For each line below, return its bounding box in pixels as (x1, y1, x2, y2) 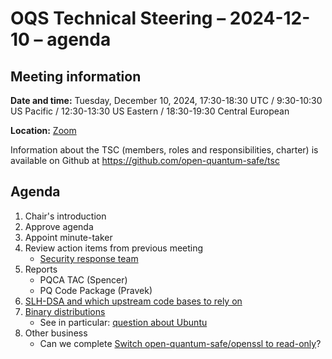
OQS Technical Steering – (10, 7, 227, 30)
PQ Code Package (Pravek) (39, 284, 153, 296)
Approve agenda (24, 220, 94, 232)
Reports (24, 263, 58, 275)
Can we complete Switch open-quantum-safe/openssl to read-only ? (39, 337, 322, 349)
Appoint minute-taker (24, 231, 113, 243)
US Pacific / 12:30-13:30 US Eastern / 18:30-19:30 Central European (10, 105, 290, 117)
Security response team (39, 252, 139, 264)
